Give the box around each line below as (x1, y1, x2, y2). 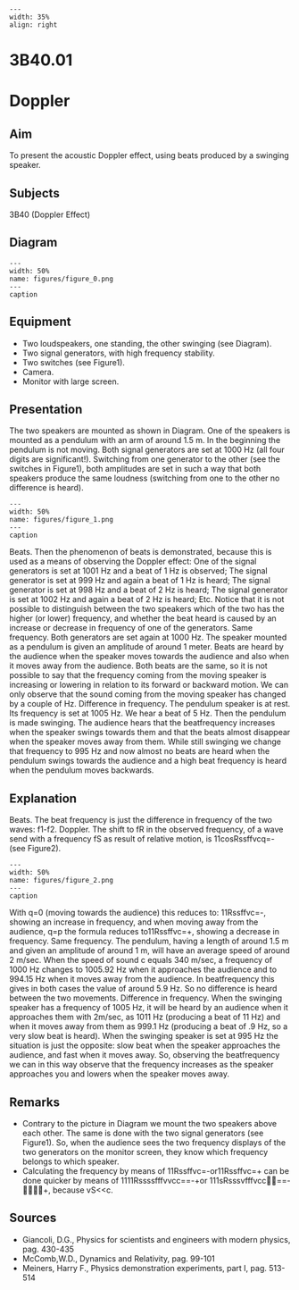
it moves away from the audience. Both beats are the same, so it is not (9, 660, 268, 671)
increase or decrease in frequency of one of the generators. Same (9, 623, 253, 633)
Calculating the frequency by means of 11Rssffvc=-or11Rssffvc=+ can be (21, 1166, 290, 1177)
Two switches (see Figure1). (21, 356, 125, 367)
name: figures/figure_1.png (9, 515, 114, 524)
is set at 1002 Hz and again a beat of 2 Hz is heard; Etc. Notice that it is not (9, 594, 285, 605)
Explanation (9, 791, 78, 806)
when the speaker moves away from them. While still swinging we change (9, 736, 282, 747)
